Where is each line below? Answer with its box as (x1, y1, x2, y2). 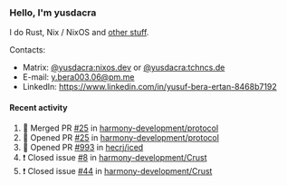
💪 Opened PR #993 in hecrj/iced (22, 141, 144, 152)
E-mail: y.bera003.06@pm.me (22, 72, 135, 83)
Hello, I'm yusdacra (9, 6, 97, 19)
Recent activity (9, 102, 68, 112)
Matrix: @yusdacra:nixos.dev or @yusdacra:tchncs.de (22, 62, 225, 73)
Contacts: (9, 44, 46, 55)
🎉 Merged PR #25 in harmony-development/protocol (22, 122, 219, 133)
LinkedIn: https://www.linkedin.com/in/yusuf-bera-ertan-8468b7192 (22, 82, 278, 92)
